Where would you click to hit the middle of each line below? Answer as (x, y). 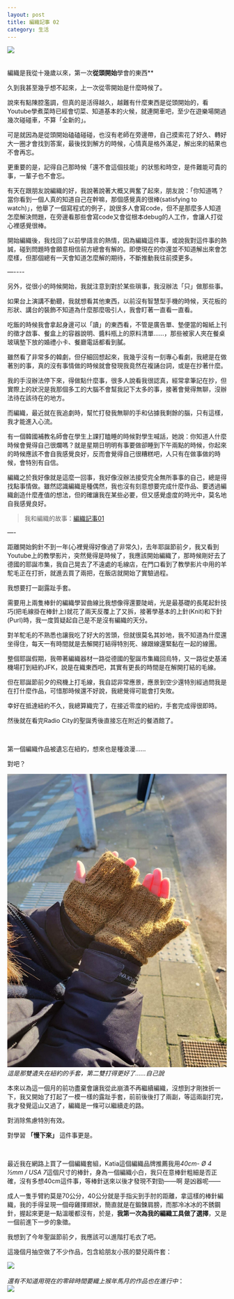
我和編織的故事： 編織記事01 (64, 519)
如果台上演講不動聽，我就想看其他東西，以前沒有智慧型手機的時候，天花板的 (117, 301)
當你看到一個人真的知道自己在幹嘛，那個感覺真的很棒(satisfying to (102, 200)
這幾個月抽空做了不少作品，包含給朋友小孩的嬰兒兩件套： (89, 1252)
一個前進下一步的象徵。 (41, 1222)
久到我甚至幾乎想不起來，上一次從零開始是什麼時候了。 (86, 88)
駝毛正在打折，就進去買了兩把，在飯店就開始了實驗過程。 (89, 573)
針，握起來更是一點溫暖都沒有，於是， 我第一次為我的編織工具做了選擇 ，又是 (117, 1213)
